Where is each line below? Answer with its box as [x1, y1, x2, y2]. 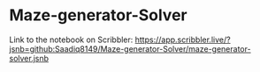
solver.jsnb [9, 53, 50, 63]
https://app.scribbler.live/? [134, 34, 232, 45]
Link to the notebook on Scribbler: [9, 34, 134, 45]
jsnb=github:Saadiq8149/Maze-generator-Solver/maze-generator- [9, 43, 251, 54]
